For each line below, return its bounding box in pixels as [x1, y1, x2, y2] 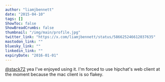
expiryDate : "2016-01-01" [5, 53, 58, 58]
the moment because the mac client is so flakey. [5, 72, 104, 78]
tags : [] [5, 16, 23, 21]
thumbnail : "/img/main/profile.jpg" [5, 30, 81, 35]
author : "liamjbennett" [5, 7, 54, 12]
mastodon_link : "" [5, 39, 43, 44]
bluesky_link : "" [5, 44, 41, 49]
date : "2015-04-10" [5, 12, 45, 17]
